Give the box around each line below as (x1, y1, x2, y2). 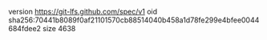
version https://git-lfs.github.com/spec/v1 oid (8, 7, 158, 16)
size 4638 (42, 24, 76, 33)
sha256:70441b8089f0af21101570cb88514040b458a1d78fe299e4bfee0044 (8, 15, 260, 25)
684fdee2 (8, 24, 42, 33)
